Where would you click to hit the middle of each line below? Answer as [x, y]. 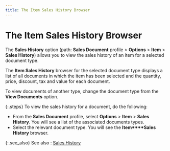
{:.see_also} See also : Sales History [43, 143]
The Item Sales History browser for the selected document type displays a [84, 70]
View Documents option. [32, 96]
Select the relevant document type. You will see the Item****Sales [84, 127]
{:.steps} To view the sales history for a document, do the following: [77, 106]
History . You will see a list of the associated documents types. [78, 122]
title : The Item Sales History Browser [48, 10]
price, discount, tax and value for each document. [58, 81]
